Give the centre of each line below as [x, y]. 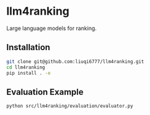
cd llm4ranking [26, 67]
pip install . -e [29, 73]
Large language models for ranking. [52, 28]
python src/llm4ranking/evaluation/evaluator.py [70, 106]
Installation [28, 47]
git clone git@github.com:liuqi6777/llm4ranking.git [75, 61]
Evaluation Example [45, 92]
